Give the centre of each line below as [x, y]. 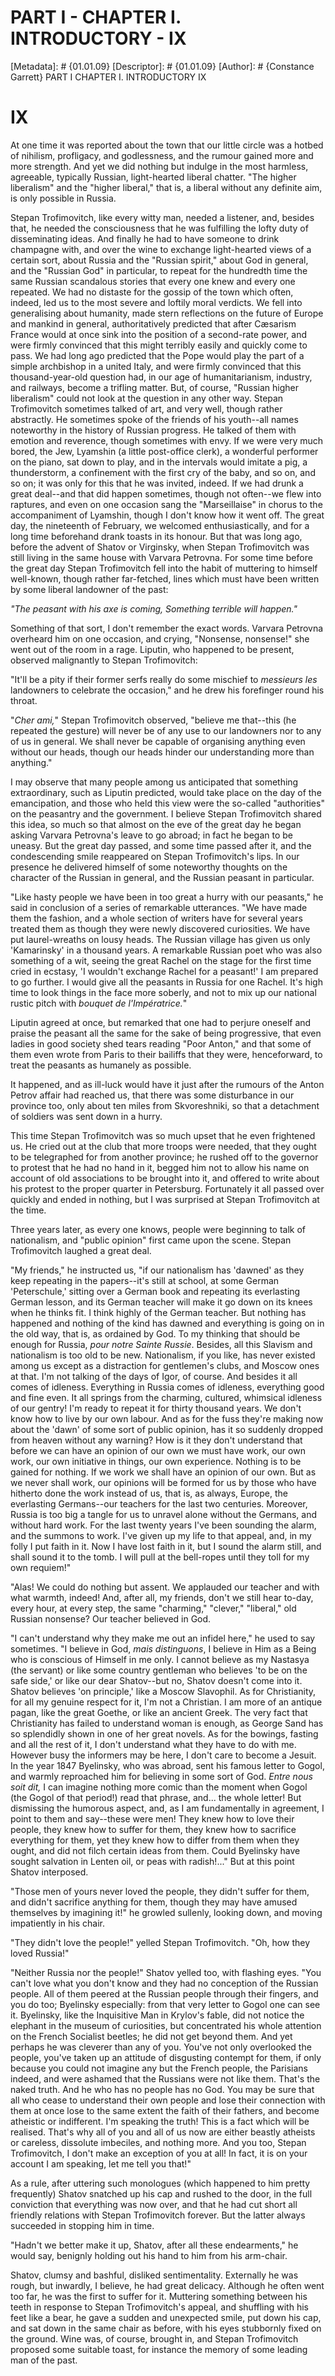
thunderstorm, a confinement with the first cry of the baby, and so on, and [163, 472]
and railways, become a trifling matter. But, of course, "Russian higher [154, 387]
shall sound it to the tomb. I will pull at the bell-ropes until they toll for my [160, 1557]
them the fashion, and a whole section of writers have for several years [156, 918]
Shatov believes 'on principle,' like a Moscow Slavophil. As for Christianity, [163, 1691]
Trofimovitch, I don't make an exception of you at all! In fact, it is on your [159, 2153]
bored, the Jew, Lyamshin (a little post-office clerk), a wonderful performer [164, 451]
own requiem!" [41, 1567]
